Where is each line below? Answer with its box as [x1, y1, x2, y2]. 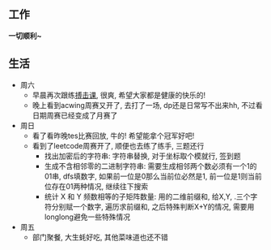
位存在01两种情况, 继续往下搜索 [44, 181, 148, 191]
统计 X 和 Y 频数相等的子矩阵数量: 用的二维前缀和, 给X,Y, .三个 [44, 192, 251, 201]
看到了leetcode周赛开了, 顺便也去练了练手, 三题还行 [32, 140, 205, 150]
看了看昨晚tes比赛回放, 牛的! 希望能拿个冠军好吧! [32, 131, 195, 140]
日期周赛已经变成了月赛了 [32, 110, 118, 120]
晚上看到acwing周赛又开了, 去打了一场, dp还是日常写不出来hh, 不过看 [32, 100, 263, 110]
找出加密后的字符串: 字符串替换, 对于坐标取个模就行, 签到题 [44, 151, 241, 161]
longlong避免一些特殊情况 [44, 212, 131, 222]
